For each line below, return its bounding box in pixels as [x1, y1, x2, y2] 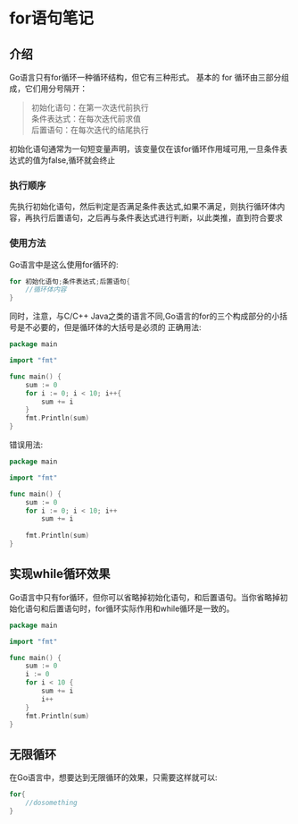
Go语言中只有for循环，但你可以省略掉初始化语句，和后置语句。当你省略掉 [9, 591, 281, 602]
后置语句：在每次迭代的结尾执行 [30, 124, 149, 135]
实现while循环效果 [9, 566, 111, 582]
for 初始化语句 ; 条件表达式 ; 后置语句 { [9, 276, 131, 286]
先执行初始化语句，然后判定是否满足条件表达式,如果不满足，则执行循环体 [9, 201, 278, 212]
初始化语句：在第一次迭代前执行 [30, 102, 149, 113]
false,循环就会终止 [47, 155, 116, 166]
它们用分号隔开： [24, 83, 87, 94]
